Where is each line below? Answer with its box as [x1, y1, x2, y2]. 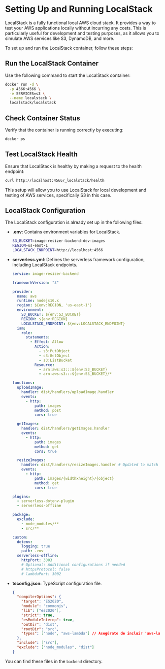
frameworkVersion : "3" [12, 280, 59, 285]
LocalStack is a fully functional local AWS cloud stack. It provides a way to [5, 20, 156, 26]
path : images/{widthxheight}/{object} [34, 476, 114, 481]
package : [12, 512, 31, 517]
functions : [12, 380, 35, 385]
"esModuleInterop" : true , [21, 617, 75, 622]
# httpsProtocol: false [21, 567, 70, 572]
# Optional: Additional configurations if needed [21, 562, 125, 567]
